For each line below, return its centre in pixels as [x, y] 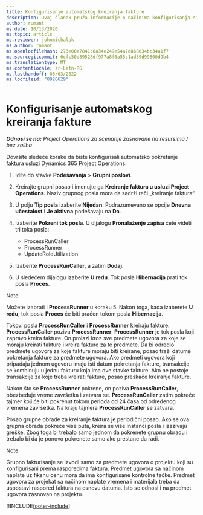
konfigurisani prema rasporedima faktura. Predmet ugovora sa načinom [95, 468]
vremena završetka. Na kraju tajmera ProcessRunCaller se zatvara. [90, 408]
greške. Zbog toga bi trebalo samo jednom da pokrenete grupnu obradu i [97, 432]
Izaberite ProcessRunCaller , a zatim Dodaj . [69, 266]
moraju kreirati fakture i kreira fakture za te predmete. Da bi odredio [90, 345]
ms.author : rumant [29, 46]
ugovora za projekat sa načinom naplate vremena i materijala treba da [93, 482]
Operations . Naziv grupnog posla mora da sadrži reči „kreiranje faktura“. [105, 193]
